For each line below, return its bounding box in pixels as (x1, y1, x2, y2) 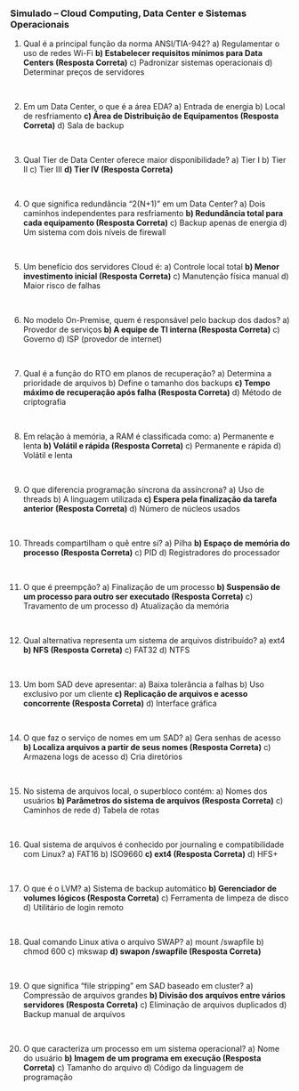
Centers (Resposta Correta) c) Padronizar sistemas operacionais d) (22, 57, 273, 69)
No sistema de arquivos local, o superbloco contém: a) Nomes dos (22, 786, 268, 796)
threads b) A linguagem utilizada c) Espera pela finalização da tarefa (22, 494, 278, 505)
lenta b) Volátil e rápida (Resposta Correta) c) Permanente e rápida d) (22, 440, 282, 451)
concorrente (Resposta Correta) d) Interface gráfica (22, 698, 217, 709)
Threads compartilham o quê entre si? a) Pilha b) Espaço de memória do (22, 537, 290, 549)
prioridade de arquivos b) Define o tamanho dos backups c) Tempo (22, 377, 271, 389)
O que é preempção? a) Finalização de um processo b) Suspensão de (22, 582, 281, 593)
